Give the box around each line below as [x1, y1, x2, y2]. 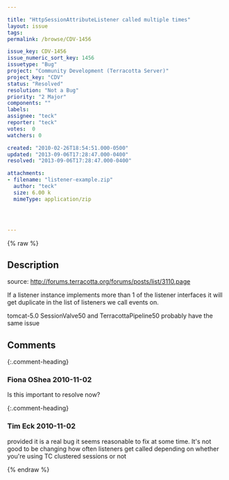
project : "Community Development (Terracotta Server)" [7, 67, 169, 74]
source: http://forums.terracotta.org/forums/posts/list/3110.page [7, 277, 191, 286]
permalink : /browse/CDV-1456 [7, 35, 92, 42]
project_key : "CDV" [7, 74, 64, 80]
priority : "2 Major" [7, 93, 67, 101]
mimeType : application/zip [13, 196, 92, 203]
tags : [7, 29, 23, 36]
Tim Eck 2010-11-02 [7, 421, 76, 431]
